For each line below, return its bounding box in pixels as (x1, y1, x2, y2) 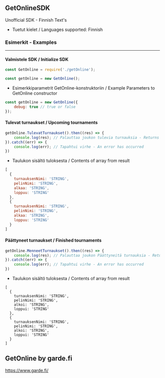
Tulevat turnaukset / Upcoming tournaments (5, 120, 98, 126)
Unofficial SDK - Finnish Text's (5, 17, 67, 23)
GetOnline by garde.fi (5, 354, 73, 363)
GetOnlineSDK (5, 4, 51, 12)
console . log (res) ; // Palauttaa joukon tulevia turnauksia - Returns (14, 135, 160, 140)
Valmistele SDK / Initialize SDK (5, 56, 69, 62)
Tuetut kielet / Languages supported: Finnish (12, 27, 103, 32)
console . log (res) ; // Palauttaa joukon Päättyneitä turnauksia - (14, 253, 151, 258)
